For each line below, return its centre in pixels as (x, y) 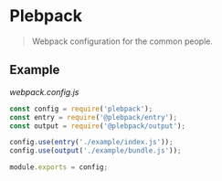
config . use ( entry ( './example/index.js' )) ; (91, 143)
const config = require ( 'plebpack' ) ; (81, 109)
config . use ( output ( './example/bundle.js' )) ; (95, 151)
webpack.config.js (44, 91)
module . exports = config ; (58, 167)
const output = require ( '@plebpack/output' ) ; (97, 126)
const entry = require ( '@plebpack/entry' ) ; (94, 117)
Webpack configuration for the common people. (122, 41)
